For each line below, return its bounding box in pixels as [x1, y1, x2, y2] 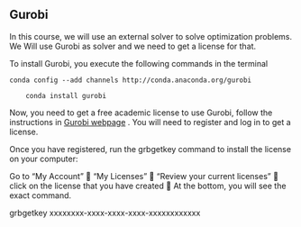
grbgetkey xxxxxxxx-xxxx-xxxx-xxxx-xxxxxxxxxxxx [9, 207, 201, 218]
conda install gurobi [25, 91, 106, 100]
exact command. [9, 189, 72, 201]
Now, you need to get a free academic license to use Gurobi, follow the [9, 107, 273, 118]
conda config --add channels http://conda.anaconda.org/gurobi [9, 76, 252, 85]
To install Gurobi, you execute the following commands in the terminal [9, 58, 269, 68]
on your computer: [9, 153, 78, 164]
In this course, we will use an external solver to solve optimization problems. [9, 31, 293, 41]
